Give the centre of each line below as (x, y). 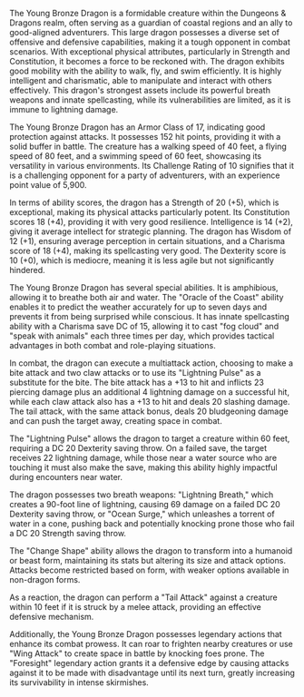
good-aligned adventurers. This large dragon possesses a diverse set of (144, 32)
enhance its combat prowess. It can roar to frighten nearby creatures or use (151, 644)
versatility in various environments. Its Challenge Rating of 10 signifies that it (152, 166)
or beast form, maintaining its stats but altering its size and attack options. (147, 560)
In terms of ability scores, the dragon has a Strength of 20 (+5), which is (144, 202)
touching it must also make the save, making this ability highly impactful (144, 467)
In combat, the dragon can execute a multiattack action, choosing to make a (151, 363)
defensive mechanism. (52, 617)
